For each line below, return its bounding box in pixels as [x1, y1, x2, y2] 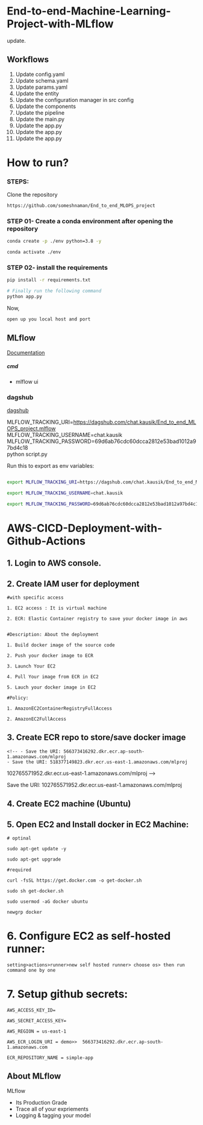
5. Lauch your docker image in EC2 [7, 684, 96, 690]
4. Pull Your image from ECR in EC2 [7, 674, 99, 680]
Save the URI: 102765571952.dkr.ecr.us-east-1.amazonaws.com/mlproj [7, 781, 183, 788]
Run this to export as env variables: [7, 462, 95, 470]
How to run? [7, 156, 69, 170]
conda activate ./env [7, 249, 61, 255]
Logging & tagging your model [15, 1112, 91, 1119]
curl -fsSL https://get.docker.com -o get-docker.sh [7, 878, 142, 884]
